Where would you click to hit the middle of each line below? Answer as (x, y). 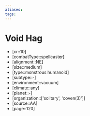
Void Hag (24, 38)
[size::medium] (27, 67)
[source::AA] (25, 103)
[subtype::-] (24, 77)
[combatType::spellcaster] (38, 57)
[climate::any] (26, 88)
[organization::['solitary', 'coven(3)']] (49, 98)
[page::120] (23, 109)
